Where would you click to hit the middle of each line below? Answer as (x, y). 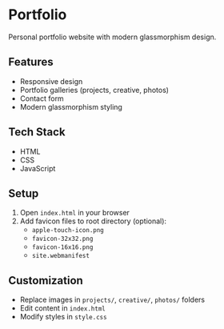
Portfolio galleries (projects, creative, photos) (94, 90)
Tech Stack (37, 132)
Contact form (42, 98)
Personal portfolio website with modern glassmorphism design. (112, 37)
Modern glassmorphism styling (71, 106)
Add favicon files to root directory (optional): (93, 221)
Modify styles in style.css (63, 317)
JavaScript (38, 168)
